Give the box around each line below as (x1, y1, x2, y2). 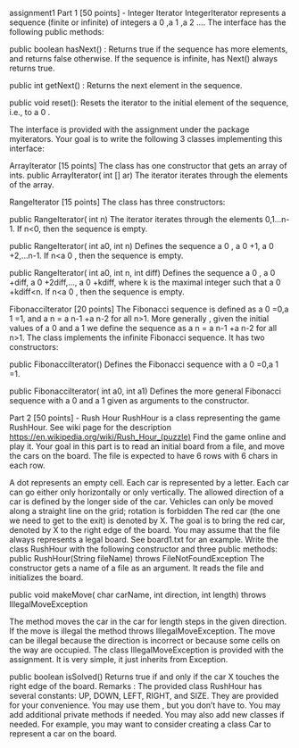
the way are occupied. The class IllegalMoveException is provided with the (9, 644, 284, 655)
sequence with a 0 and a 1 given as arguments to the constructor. (9, 395, 250, 405)
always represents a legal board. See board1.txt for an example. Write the (9, 535, 279, 544)
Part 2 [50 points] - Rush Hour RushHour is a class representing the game (9, 412, 281, 423)
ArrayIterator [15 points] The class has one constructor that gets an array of (9, 161, 287, 170)
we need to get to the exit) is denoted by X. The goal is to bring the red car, (9, 515, 286, 526)
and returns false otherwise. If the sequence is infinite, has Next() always (9, 54, 278, 63)
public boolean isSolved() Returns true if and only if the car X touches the (9, 671, 279, 682)
